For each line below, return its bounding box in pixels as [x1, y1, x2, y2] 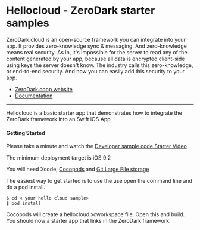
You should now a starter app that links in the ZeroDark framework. [6, 217, 171, 225]
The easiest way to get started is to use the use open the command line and [6, 177, 192, 185]
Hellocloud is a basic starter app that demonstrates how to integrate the [6, 109, 183, 116]
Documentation [14, 92, 53, 99]
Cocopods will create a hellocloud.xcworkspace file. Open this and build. [6, 211, 185, 218]
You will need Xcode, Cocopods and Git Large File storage [6, 165, 149, 173]
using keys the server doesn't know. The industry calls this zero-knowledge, [6, 61, 193, 69]
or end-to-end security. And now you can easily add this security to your [6, 68, 185, 75]
